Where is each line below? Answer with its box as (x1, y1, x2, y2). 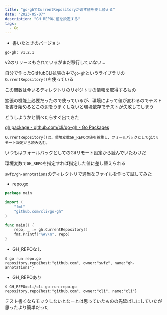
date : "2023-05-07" (5, 12, 46, 17)
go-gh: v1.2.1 (5, 50, 35, 55)
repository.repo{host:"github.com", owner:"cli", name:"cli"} (5, 289, 137, 294)
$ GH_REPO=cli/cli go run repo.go (5, 284, 77, 289)
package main (5, 191, 32, 196)
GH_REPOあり (12, 274, 42, 280)
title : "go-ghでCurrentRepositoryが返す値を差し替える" (5, 7, 116, 12)
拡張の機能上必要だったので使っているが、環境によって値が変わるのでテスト (5, 98, 162, 104)
